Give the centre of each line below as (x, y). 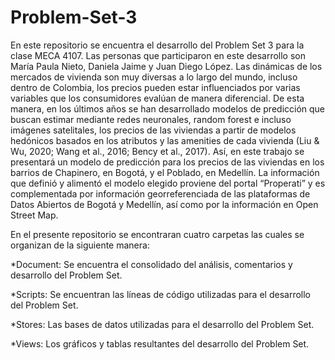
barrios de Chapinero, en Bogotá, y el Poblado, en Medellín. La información (165, 172)
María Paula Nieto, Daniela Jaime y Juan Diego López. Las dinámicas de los (166, 66)
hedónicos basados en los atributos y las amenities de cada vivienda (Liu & (165, 140)
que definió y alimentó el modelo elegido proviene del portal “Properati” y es (168, 183)
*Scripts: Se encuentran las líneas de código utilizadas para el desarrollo (160, 294)
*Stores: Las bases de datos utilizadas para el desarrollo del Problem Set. (162, 324)
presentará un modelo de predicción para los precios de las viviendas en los (167, 162)
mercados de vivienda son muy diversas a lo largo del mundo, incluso (154, 77)
